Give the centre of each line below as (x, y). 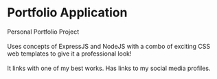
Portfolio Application (67, 13)
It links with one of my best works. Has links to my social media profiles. (109, 68)
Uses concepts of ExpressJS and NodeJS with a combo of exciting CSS (109, 46)
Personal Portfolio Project (43, 32)
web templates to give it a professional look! (69, 54)
